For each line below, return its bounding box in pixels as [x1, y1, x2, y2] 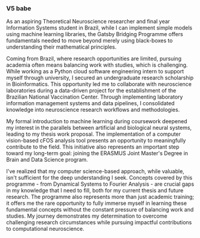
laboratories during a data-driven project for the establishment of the [6, 87, 177, 94]
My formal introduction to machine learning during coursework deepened [6, 118, 187, 125]
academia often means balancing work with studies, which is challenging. [6, 61, 188, 69]
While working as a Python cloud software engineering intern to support [6, 68, 184, 75]
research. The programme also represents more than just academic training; [6, 194, 195, 201]
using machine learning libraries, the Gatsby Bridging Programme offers [6, 31, 184, 38]
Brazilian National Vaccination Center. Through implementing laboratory [6, 93, 183, 100]
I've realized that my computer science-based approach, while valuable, [6, 168, 184, 175]
